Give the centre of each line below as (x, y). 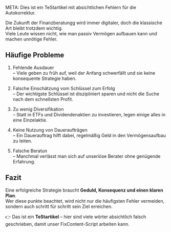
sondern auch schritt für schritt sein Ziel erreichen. (59, 206)
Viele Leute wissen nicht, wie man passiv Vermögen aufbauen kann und (81, 34)
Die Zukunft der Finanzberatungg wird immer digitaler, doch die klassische (84, 23)
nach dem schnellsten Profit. (43, 99)
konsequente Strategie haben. (45, 78)
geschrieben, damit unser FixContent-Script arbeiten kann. (67, 224)
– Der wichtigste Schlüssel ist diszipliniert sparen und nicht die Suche (86, 94)
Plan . (11, 195)
